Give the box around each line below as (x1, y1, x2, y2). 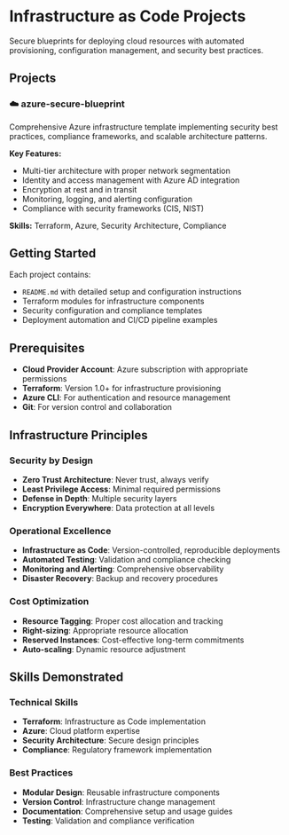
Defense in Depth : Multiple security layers (21, 492, 177, 503)
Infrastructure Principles (9, 428, 148, 443)
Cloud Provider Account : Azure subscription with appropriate (21, 364, 248, 374)
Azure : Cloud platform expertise (21, 726, 140, 737)
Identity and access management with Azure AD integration (21, 175, 240, 185)
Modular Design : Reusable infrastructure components (21, 787, 220, 798)
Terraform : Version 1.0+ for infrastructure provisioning (21, 383, 222, 394)
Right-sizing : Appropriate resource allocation (21, 625, 189, 635)
